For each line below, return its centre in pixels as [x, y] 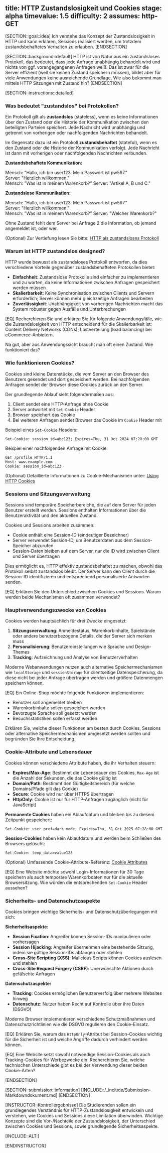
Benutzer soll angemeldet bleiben [47, 703]
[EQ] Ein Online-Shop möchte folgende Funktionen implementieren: [75, 693]
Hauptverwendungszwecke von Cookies [56, 610]
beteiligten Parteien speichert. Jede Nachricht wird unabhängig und [75, 127]
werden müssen [29, 288]
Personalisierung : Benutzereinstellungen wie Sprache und [73, 647]
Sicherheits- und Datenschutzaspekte [53, 901]
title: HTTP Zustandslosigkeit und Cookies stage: [83, 8]
